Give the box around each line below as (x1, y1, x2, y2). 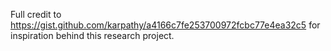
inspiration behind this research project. (10, 30, 175, 41)
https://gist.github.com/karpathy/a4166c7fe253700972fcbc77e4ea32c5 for (10, 19, 321, 31)
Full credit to (10, 9, 62, 20)
